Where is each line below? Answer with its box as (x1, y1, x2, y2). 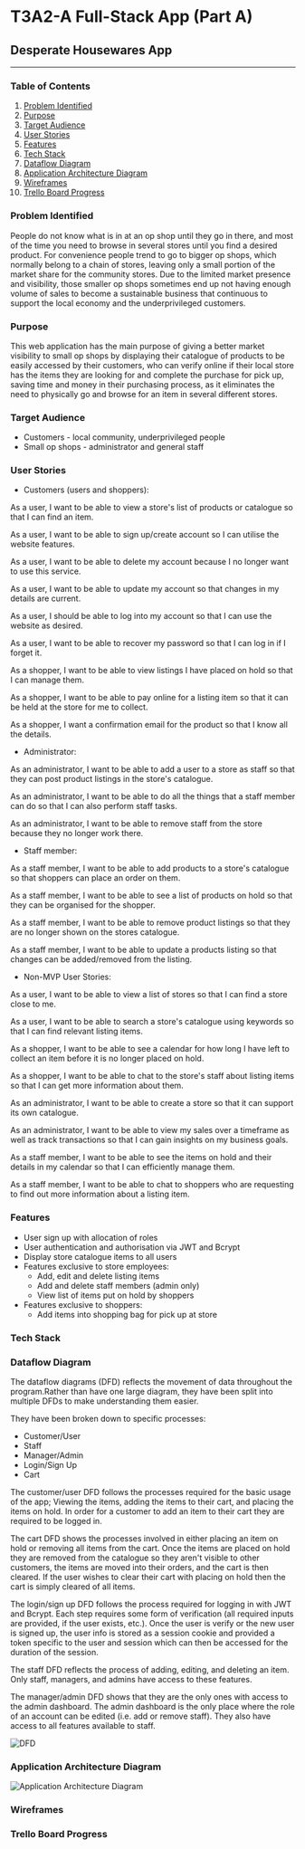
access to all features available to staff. (10, 1720, 157, 1730)
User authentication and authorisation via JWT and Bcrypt (23, 1242, 241, 1253)
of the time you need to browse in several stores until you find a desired (10, 240, 278, 251)
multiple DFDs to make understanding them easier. (10, 1396, 199, 1406)
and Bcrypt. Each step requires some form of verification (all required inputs (10, 1608, 294, 1619)
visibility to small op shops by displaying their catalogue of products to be (10, 350, 285, 361)
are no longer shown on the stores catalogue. (10, 927, 180, 938)
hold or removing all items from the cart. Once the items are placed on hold (10, 1543, 291, 1553)
